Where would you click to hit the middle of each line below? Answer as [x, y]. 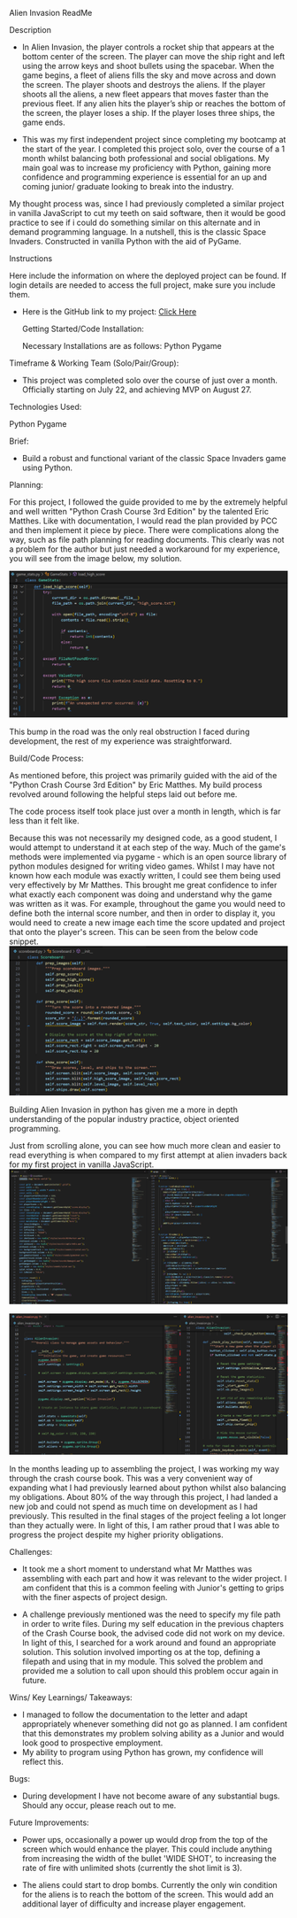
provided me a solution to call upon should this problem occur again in [150, 1671]
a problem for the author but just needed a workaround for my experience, [145, 549]
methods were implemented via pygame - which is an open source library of [148, 857]
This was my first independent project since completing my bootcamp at [154, 139]
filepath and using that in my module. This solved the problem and [142, 1661]
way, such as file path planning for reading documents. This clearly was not [147, 540]
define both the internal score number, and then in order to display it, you [142, 913]
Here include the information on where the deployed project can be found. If [148, 275]
